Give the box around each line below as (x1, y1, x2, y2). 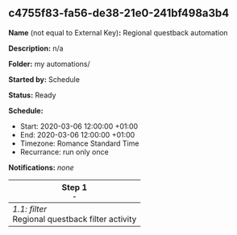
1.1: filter (12, 203, 47, 214)
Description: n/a (8, 43, 64, 53)
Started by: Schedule (8, 74, 81, 84)
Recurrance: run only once (19, 146, 109, 156)
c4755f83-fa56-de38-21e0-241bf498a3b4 (8, 6, 230, 20)
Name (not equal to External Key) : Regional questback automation (8, 27, 228, 37)
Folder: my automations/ (8, 59, 90, 68)
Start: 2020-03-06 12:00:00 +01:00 (19, 121, 139, 131)
